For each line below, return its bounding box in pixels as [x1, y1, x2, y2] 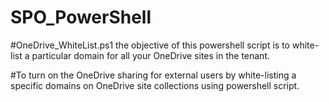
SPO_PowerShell [10, 6, 152, 29]
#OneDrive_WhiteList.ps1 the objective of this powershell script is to [10, 39, 290, 51]
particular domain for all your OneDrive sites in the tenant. [31, 49, 271, 61]
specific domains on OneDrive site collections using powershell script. [10, 79, 300, 91]
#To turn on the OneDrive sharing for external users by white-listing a [10, 69, 297, 81]
